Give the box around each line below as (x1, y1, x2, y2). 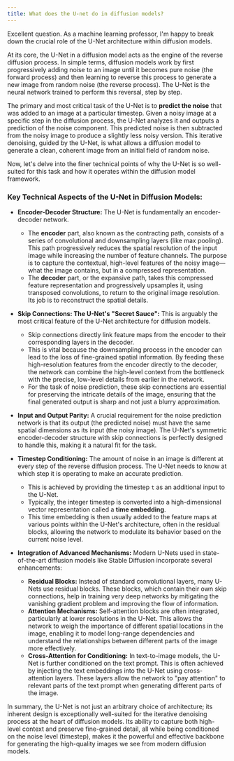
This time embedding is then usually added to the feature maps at (27, 512, 217, 521)
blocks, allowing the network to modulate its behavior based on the (27, 527, 221, 536)
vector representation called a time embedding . (27, 505, 166, 514)
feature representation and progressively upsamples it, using (27, 281, 203, 289)
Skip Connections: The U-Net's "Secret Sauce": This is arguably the (17, 309, 218, 317)
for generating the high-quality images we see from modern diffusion (7, 739, 207, 748)
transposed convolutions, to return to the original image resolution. (27, 288, 220, 296)
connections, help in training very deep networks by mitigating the (27, 591, 219, 600)
